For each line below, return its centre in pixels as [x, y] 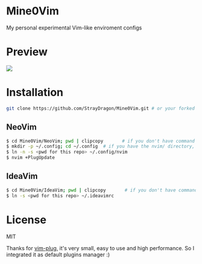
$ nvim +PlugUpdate [31, 158]
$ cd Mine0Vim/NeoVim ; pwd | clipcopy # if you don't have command [101, 141]
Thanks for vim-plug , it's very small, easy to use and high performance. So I [100, 248]
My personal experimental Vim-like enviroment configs [74, 28]
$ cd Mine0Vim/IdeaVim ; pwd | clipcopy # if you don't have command [102, 190]
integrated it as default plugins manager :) [58, 254]
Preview [27, 52]
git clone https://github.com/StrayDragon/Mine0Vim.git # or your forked [101, 108]
